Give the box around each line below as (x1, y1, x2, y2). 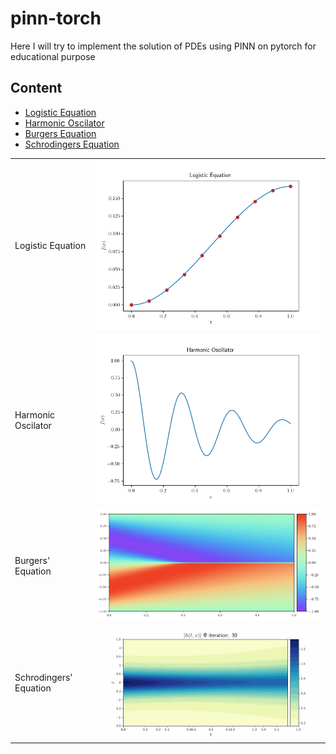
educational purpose (10, 50, 96, 62)
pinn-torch (10, 7, 102, 30)
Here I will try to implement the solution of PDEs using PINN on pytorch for (10, 40, 317, 52)
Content (10, 80, 63, 97)
